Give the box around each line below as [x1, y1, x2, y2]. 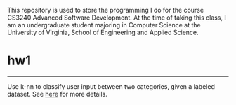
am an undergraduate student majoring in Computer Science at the [7, 21, 202, 29]
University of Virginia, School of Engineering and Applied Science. [7, 28, 199, 36]
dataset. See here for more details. [7, 90, 107, 98]
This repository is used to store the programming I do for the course [7, 6, 204, 14]
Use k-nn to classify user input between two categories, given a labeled [7, 82, 216, 90]
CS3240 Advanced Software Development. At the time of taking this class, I [7, 13, 226, 22]
